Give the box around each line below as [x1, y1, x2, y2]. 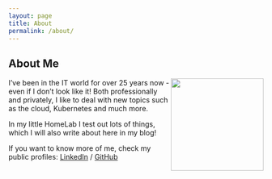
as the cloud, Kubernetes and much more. [8, 104, 148, 114]
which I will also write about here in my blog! [8, 128, 157, 138]
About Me [8, 56, 59, 70]
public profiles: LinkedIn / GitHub [8, 152, 118, 162]
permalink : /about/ [8, 27, 74, 35]
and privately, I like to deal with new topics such [8, 95, 168, 105]
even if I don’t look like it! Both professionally [8, 86, 158, 97]
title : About [8, 19, 53, 27]
